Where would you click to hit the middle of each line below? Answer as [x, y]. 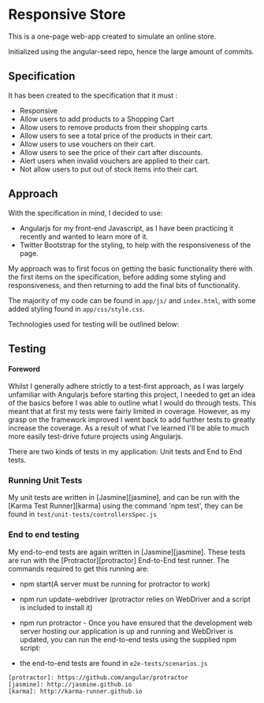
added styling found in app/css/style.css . [77, 309]
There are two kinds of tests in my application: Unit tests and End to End [125, 452]
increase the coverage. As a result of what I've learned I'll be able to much [129, 428]
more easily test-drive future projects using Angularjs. [96, 437]
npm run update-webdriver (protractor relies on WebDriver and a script [135, 599]
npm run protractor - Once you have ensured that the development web [136, 623]
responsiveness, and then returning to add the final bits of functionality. [124, 285]
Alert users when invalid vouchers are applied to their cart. [115, 161]
